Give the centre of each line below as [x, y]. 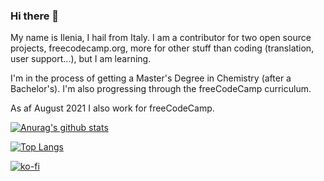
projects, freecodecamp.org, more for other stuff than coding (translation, [162, 48]
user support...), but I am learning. [81, 59]
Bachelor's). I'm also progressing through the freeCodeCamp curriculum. [161, 89]
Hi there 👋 [35, 16]
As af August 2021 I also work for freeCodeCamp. [112, 108]
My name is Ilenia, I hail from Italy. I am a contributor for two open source [161, 38]
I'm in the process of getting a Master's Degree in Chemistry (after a [151, 78]
